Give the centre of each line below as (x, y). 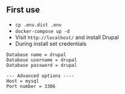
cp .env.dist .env (38, 25)
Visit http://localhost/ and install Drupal (67, 37)
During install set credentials (51, 43)
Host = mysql (23, 81)
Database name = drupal (36, 55)
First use (23, 10)
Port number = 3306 (31, 86)
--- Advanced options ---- (40, 76)
